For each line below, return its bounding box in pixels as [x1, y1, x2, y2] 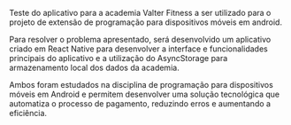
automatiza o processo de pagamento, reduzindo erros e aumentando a [9, 98, 272, 109]
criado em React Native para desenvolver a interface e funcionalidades [9, 43, 268, 54]
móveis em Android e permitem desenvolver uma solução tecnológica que [9, 89, 280, 99]
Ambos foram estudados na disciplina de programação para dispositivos [9, 80, 274, 90]
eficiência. [9, 108, 47, 118]
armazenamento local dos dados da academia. [9, 62, 180, 73]
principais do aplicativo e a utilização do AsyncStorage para [9, 53, 228, 63]
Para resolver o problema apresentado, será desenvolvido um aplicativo [9, 35, 272, 44]
